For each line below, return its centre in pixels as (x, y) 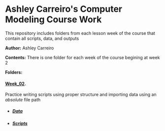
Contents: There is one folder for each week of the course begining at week (82, 57)
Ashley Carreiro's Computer (64, 9)
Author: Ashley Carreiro (30, 48)
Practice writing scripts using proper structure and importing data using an (81, 95)
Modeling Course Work (53, 19)
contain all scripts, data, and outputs (42, 38)
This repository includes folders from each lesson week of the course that (80, 33)
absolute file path (23, 100)
